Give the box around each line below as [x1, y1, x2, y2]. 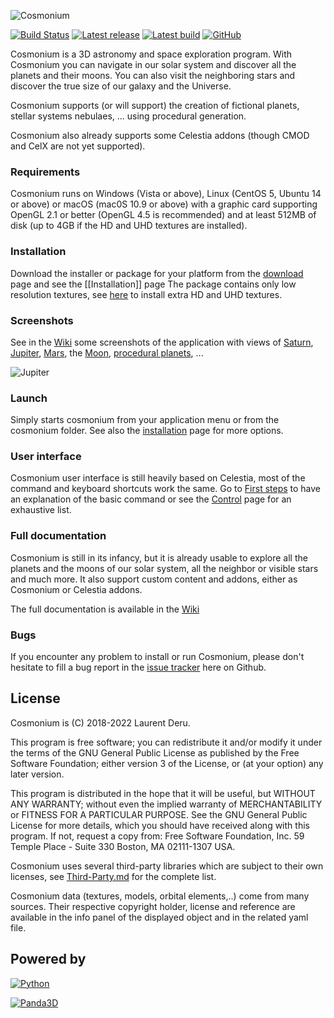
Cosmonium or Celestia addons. [10, 583, 143, 595]
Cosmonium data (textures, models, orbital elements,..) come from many [10, 890, 310, 902]
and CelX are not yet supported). [10, 140, 146, 152]
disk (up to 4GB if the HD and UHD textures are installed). [10, 220, 248, 232]
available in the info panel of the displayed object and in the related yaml [10, 911, 309, 923]
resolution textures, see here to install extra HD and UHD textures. [10, 288, 283, 300]
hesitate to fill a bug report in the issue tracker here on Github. [10, 661, 267, 674]
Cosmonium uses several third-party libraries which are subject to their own [10, 860, 324, 872]
